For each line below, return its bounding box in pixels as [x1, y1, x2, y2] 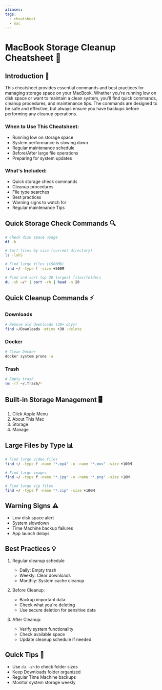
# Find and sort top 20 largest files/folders [5, 275, 101, 280]
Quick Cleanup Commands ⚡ [5, 294, 94, 302]
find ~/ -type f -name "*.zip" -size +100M [5, 488, 95, 493]
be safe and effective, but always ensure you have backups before [5, 106, 139, 112]
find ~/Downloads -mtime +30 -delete [5, 327, 82, 332]
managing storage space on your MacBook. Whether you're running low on [5, 90, 157, 96]
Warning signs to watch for [12, 199, 67, 205]
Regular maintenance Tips [12, 204, 65, 210]
